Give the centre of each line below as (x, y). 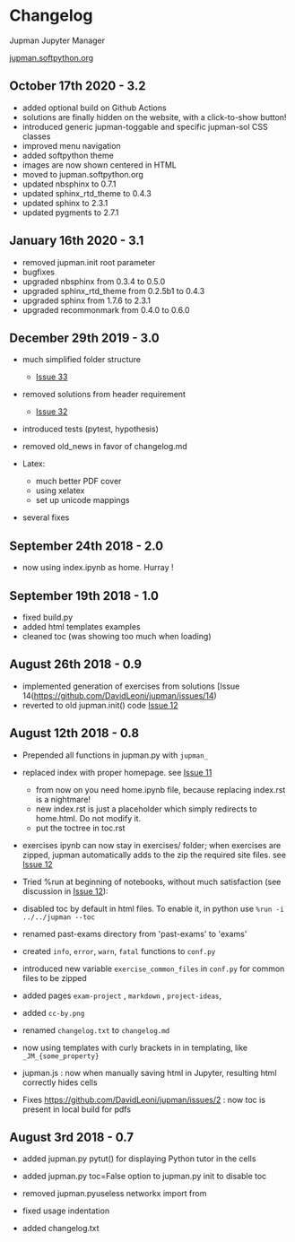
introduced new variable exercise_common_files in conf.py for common (153, 968)
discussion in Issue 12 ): (65, 891)
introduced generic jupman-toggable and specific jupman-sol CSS (145, 126)
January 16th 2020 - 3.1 (77, 241)
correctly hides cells (60, 1082)
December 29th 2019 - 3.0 (84, 338)
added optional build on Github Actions (95, 108)
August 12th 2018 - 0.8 (74, 733)
